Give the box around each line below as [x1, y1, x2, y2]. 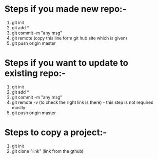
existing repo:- [4, 68, 66, 79]
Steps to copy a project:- [4, 127, 107, 138]
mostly [11, 104, 25, 110]
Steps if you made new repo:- [4, 3, 127, 15]
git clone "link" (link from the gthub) [11, 148, 84, 154]
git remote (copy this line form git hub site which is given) [11, 35, 127, 41]
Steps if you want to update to [4, 58, 129, 69]
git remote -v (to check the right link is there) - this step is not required [11, 99, 154, 105]
